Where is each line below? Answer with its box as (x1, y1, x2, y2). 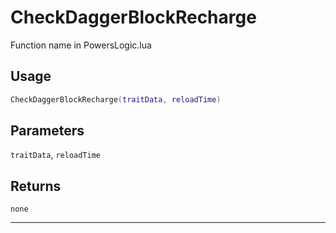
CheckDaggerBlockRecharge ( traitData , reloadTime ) (10, 94, 222, 105)
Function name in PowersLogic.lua (10, 39, 152, 51)
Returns (10, 177, 62, 195)
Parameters (10, 122, 85, 140)
